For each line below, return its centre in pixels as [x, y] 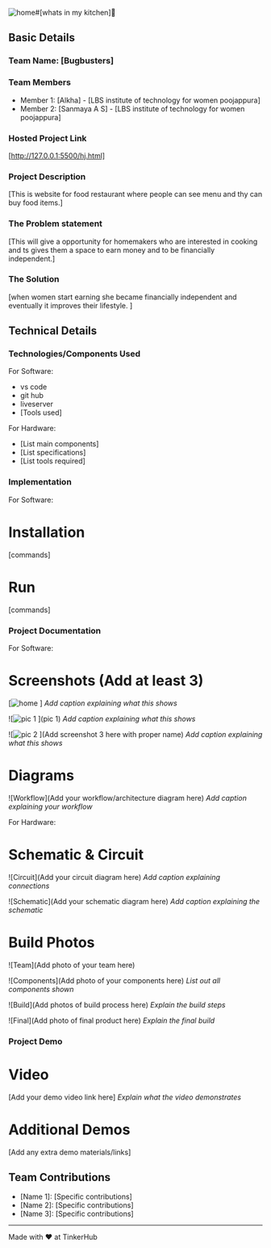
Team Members [40, 82]
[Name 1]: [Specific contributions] [76, 1197]
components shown [41, 989]
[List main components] [59, 444]
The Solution [34, 279]
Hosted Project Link [48, 138]
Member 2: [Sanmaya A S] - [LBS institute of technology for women [132, 108]
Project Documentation [55, 630]
